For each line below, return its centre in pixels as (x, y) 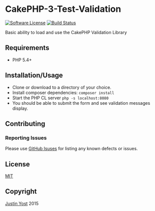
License (18, 164)
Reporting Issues (26, 138)
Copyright (21, 191)
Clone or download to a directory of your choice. (62, 87)
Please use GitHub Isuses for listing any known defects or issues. (72, 149)
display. (20, 108)
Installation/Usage (34, 75)
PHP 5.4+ (22, 60)
